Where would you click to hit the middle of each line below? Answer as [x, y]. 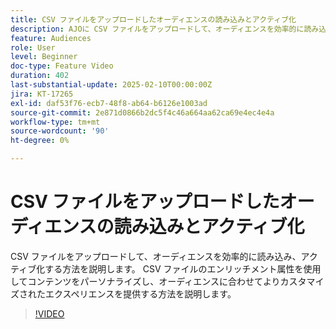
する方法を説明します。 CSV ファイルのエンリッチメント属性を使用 [183, 268]
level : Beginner [44, 57]
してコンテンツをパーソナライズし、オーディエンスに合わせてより [145, 281]
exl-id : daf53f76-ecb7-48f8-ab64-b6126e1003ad [109, 103]
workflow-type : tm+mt [55, 122]
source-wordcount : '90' [60, 131]
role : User [33, 47]
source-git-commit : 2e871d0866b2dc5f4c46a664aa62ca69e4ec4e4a [142, 112]
